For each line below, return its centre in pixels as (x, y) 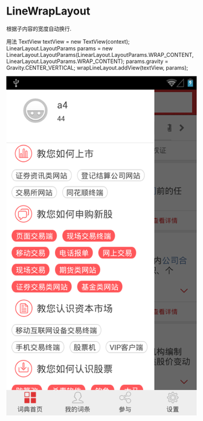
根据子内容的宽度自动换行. (39, 28)
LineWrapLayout (48, 11)
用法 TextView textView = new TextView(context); (68, 41)
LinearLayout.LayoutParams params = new (60, 48)
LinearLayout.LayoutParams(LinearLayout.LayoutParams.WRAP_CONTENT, (100, 55)
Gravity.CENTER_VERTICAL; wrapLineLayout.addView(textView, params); (97, 67)
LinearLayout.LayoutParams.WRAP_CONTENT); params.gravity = (87, 61)
